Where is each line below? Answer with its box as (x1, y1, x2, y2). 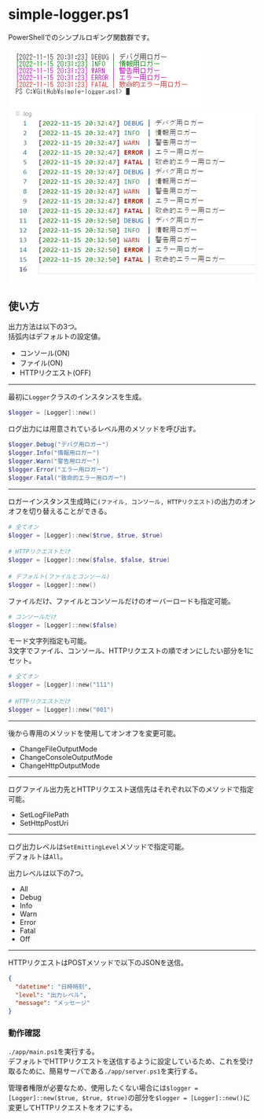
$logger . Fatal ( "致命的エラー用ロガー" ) (8, 474, 127, 482)
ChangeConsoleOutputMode (19, 752, 113, 761)
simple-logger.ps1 (8, 6, 130, 24)
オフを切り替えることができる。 (8, 506, 112, 515)
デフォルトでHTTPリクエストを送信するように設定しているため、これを (8, 1057, 240, 1066)
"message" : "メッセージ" (15, 1000, 90, 1007)
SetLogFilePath (19, 809, 69, 819)
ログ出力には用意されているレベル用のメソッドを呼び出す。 (8, 424, 200, 434)
